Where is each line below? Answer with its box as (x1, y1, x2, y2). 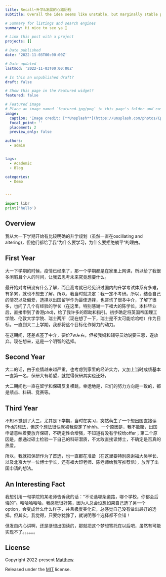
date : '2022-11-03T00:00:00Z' (5, 52, 68, 57)
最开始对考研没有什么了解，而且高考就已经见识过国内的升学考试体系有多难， (5, 284, 161, 290)
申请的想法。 (9, 465, 36, 471)
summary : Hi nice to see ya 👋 (5, 25, 68, 30)
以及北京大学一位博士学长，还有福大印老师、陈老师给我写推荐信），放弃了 (5, 459, 155, 465)
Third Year (5, 404, 38, 412)
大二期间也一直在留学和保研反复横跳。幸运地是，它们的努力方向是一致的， (5, 383, 157, 389)
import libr (5, 201, 30, 206)
